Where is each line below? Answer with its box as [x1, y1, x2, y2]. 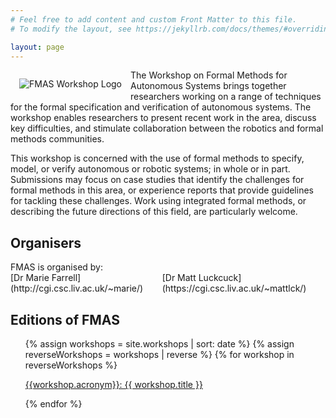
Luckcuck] [198, 272, 242, 284]
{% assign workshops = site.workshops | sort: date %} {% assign [24, 338, 295, 350]
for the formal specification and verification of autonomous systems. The [10, 101, 312, 113]
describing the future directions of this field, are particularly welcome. [10, 206, 298, 218]
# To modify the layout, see [10, 24, 132, 34]
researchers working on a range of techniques [130, 91, 322, 103]
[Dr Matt [161, 272, 197, 284]
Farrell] [51, 272, 82, 284]
